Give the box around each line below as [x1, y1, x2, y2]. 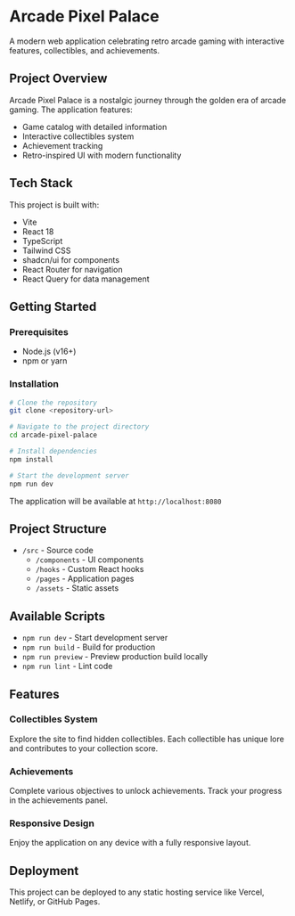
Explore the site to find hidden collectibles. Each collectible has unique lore [9, 733, 285, 744]
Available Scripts [9, 609, 105, 624]
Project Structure [9, 521, 107, 536]
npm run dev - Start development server [21, 633, 168, 643]
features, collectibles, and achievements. [9, 45, 160, 55]
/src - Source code [21, 545, 94, 556]
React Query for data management [21, 274, 150, 284]
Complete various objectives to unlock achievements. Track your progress [9, 786, 283, 797]
